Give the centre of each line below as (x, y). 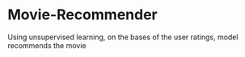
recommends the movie (47, 45)
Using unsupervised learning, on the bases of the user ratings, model (123, 37)
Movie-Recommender (83, 15)
